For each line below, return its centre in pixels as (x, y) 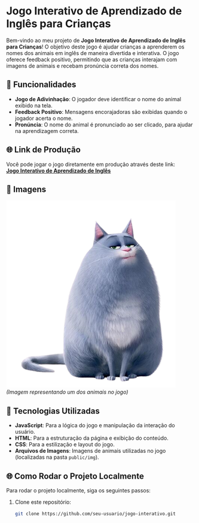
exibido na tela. (33, 105)
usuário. (25, 432)
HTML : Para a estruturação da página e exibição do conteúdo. (91, 438)
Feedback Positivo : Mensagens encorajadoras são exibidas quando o (101, 111)
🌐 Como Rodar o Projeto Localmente (75, 476)
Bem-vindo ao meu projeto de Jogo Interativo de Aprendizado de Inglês (96, 40)
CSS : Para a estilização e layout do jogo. (65, 445)
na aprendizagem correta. (47, 131)
